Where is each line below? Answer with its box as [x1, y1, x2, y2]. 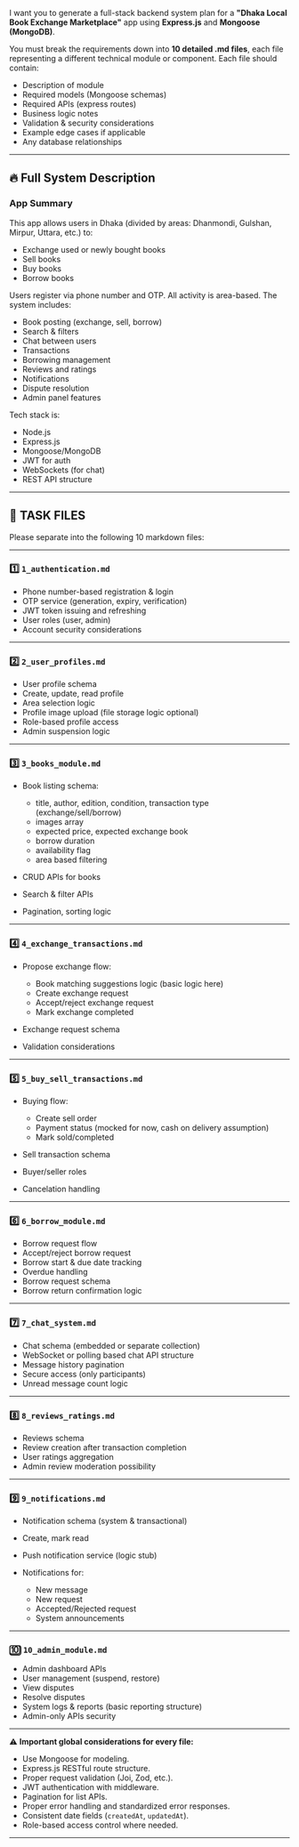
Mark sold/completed [35, 1132, 114, 1142]
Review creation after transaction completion [21, 1441, 187, 1453]
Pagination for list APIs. [21, 1792, 109, 1803]
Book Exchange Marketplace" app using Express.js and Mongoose [9, 17, 261, 28]
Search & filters [21, 326, 79, 336]
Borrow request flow [21, 1238, 98, 1249]
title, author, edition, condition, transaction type [35, 798, 209, 809]
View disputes [21, 1682, 75, 1693]
